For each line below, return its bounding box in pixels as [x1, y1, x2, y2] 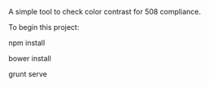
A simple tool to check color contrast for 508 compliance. [8, 7, 202, 16]
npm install [8, 38, 46, 48]
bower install [8, 54, 51, 63]
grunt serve [8, 69, 47, 79]
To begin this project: [8, 23, 80, 31]
